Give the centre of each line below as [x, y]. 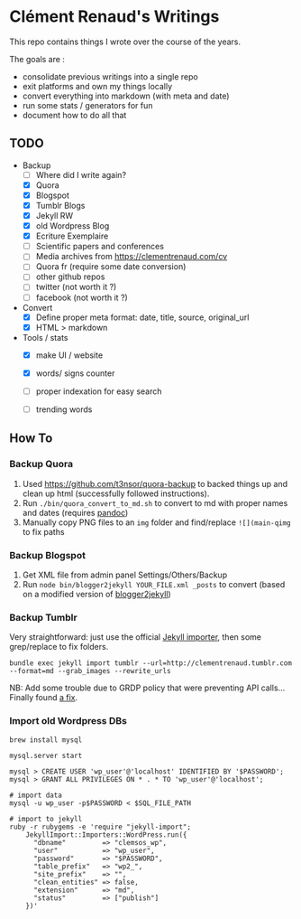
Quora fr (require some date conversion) [111, 267]
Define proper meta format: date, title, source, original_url [142, 317]
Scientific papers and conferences [100, 247]
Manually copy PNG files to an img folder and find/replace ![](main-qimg [156, 522]
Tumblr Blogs [60, 205]
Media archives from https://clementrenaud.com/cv [132, 257]
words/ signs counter [75, 373]
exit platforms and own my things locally [97, 86]
